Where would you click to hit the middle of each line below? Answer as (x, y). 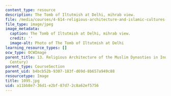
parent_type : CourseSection (35, 67)
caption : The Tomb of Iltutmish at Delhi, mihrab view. (70, 34)
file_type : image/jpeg (29, 24)
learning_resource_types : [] (36, 48)
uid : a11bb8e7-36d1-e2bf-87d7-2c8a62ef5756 (52, 85)
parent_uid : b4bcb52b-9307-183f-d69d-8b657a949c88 (60, 72)
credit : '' (21, 39)
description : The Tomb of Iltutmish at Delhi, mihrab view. (70, 15)
